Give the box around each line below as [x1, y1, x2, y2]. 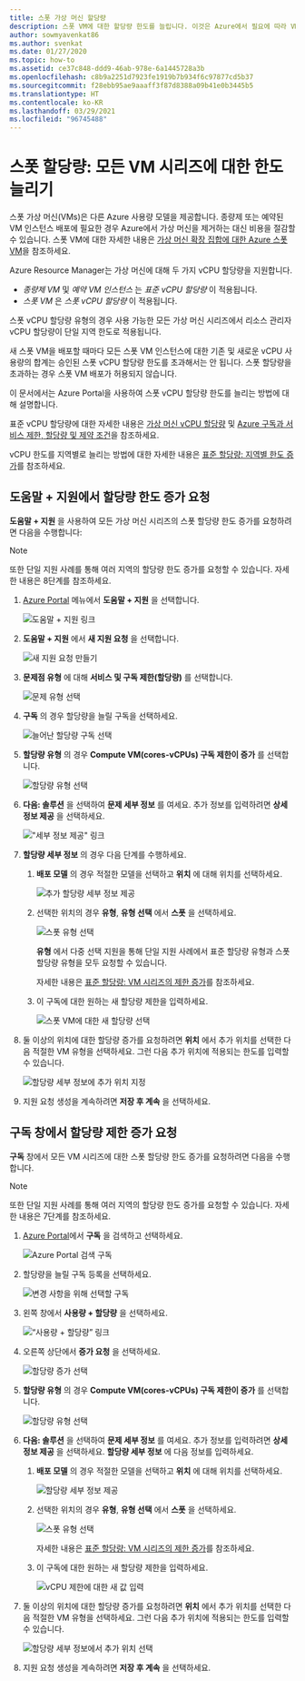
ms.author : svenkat [9, 38, 84, 48]
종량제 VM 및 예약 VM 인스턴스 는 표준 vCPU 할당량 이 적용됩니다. [22, 284, 258, 296]
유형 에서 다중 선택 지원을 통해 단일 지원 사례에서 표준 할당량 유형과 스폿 [35, 945, 290, 956]
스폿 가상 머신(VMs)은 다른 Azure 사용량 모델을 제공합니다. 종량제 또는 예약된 [9, 211, 284, 223]
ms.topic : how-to [9, 55, 75, 65]
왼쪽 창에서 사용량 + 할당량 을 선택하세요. [22, 1307, 168, 1318]
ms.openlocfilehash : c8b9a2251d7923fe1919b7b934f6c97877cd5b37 [9, 73, 254, 82]
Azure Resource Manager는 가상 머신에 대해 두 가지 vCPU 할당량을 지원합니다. [9, 265, 293, 276]
